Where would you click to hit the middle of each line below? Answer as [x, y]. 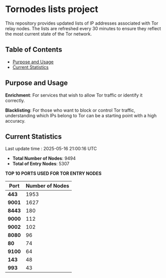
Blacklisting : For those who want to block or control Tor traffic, [70, 110]
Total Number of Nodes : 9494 [44, 158]
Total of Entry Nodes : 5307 [41, 164]
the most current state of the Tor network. [48, 34]
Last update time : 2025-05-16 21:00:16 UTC [51, 149]
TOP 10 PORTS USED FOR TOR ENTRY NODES [53, 173]
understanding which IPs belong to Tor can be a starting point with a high [81, 115]
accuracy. [16, 121]
